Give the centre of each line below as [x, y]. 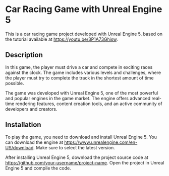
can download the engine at [34, 142]
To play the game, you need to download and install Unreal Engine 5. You [81, 137]
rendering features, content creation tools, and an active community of [89, 104]
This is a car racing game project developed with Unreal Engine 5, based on [84, 34]
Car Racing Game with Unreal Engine [84, 9]
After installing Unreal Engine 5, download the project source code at [77, 157]
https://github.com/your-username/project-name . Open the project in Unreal [85, 162]
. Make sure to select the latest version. [74, 147]
